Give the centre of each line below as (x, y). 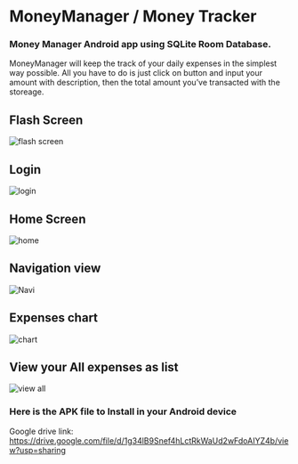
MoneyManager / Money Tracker (133, 16)
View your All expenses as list (94, 367)
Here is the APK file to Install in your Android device (123, 411)
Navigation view (55, 269)
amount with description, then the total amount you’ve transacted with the (145, 83)
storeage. (27, 92)
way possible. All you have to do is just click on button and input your (136, 73)
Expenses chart (54, 318)
